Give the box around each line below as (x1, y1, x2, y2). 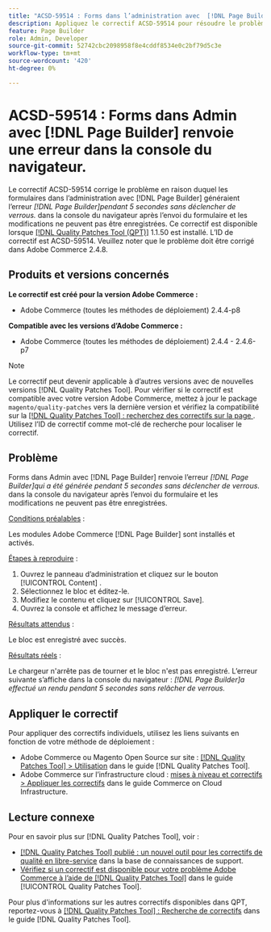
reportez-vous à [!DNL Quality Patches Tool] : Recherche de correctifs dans (8, 905, 261, 915)
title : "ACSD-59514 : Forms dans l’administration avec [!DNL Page (8, 11, 244, 20)
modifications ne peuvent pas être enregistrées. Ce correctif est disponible (8, 219, 258, 229)
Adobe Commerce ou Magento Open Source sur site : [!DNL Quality (19, 753, 246, 762)
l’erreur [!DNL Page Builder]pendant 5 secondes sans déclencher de (8, 201, 236, 211)
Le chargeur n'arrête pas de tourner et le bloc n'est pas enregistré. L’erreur (8, 666, 258, 676)
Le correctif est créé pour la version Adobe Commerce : (8, 289, 198, 299)
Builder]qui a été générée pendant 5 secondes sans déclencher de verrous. (8, 481, 261, 491)
